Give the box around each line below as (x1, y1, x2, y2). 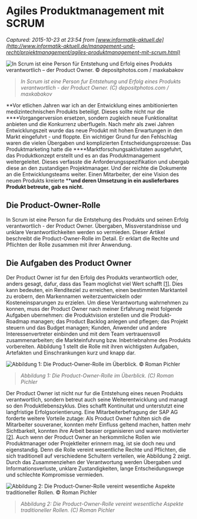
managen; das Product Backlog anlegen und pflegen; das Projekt (30, 317, 188, 325)
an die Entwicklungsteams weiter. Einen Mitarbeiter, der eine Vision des (6, 170, 179, 178)
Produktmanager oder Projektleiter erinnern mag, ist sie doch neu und (6, 439, 176, 446)
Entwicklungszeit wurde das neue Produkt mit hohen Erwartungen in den (6, 127, 183, 134)
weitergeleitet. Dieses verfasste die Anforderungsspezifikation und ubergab (6, 158, 189, 165)
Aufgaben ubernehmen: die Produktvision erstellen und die (6, 311, 149, 318)
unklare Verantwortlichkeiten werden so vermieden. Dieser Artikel (6, 228, 165, 235)
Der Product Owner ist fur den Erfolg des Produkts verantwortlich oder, (6, 274, 178, 281)
